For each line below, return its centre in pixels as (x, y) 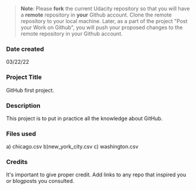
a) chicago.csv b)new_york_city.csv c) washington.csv (72, 147)
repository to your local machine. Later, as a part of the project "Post (104, 21)
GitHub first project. (30, 90)
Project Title (24, 78)
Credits (17, 162)
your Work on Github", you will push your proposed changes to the (102, 27)
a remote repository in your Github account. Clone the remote (96, 15)
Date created (25, 49)
